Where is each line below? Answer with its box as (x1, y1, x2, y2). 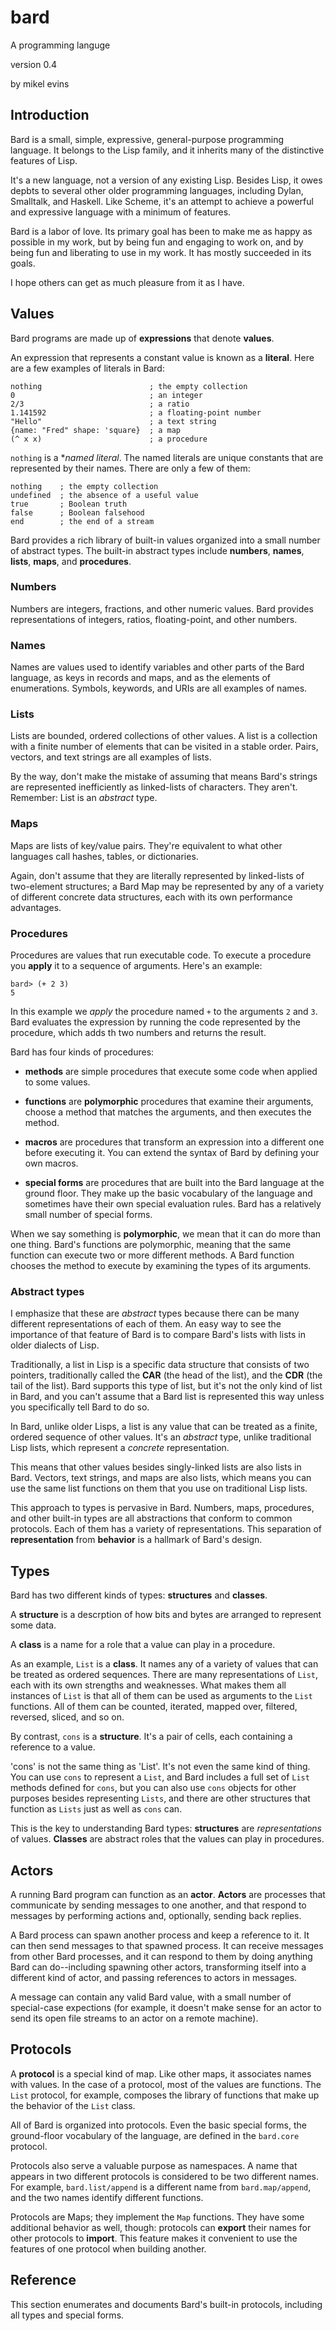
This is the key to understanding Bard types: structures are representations (10, 1822, 322, 1835)
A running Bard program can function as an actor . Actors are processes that (10, 1888, 326, 1900)
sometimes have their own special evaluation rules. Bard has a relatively (24, 1198, 322, 1210)
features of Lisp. (10, 154, 78, 166)
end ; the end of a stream (10, 516, 155, 526)
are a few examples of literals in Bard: (10, 362, 165, 374)
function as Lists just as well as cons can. (10, 1803, 183, 1815)
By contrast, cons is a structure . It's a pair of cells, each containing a (10, 1731, 293, 1743)
